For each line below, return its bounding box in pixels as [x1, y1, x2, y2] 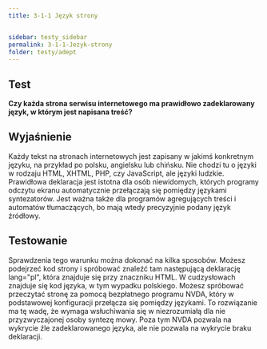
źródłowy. [8, 211, 42, 220]
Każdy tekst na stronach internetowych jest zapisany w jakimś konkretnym [8, 151, 254, 161]
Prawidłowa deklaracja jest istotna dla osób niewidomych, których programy [8, 176, 260, 186]
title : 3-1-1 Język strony [8, 11, 98, 20]
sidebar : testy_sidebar [8, 33, 88, 41]
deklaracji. [8, 331, 42, 341]
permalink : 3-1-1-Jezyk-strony [8, 41, 113, 49]
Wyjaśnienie [8, 130, 72, 144]
